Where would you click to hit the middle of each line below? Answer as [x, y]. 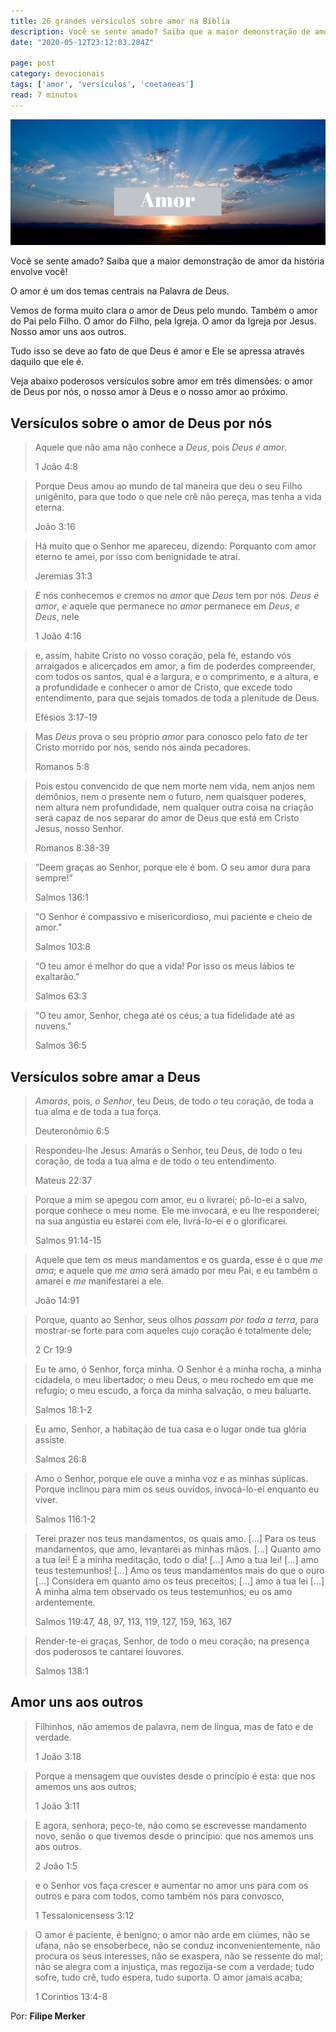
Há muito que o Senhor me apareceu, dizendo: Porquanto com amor [175, 546]
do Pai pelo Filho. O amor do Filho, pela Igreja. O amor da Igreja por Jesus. [163, 321]
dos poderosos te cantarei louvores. [109, 1651]
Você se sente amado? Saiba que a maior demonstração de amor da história [167, 261]
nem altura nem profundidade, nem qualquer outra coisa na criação [174, 807]
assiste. [50, 1439]
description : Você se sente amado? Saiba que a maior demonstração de [160, 31]
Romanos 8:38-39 [72, 848]
